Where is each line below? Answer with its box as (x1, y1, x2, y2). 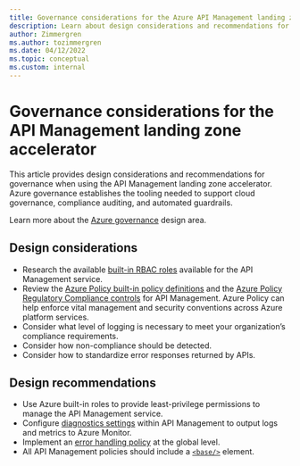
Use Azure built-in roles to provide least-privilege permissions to (21, 399, 261, 410)
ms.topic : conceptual (9, 54, 90, 63)
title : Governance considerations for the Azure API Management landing (9, 12, 286, 22)
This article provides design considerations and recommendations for (9, 169, 265, 179)
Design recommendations (9, 376, 156, 391)
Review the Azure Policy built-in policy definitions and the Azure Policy (21, 283, 283, 294)
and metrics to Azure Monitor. (21, 428, 132, 438)
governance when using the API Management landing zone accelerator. (9, 178, 272, 188)
